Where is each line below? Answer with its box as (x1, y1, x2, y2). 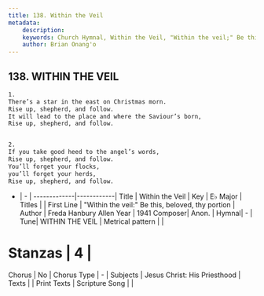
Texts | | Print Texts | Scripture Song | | (8, 278, 134, 287)
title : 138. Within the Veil (8, 11, 104, 20)
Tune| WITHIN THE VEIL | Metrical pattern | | (19, 217, 164, 226)
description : (22, 26, 65, 34)
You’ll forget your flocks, (8, 163, 101, 170)
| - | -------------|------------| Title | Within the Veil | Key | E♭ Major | (19, 192, 242, 201)
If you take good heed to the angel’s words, (8, 148, 159, 156)
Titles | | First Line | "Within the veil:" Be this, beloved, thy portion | (19, 199, 236, 209)
